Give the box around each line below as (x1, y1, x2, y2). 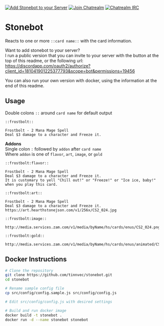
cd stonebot (5, 277, 29, 282)
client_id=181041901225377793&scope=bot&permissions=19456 (5, 68, 135, 74)
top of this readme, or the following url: (5, 58, 84, 64)
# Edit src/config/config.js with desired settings (5, 299, 112, 304)
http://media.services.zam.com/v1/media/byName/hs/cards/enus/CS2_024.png (5, 225, 161, 230)
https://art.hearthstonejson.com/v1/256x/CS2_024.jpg (5, 208, 117, 213)
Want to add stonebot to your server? (5, 47, 81, 53)
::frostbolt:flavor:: (5, 160, 49, 166)
